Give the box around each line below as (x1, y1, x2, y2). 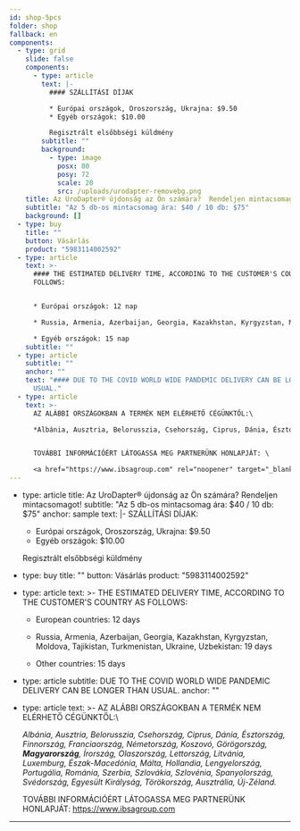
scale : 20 (56, 178, 94, 188)
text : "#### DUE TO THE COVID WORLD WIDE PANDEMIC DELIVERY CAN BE (25, 376, 281, 385)
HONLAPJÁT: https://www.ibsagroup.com (21, 803, 176, 814)
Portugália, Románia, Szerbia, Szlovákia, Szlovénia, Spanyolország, (21, 768, 274, 777)
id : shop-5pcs (9, 13, 62, 22)
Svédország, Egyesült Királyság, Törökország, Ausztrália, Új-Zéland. (21, 776, 277, 787)
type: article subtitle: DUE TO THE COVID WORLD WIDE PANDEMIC (21, 676, 271, 686)
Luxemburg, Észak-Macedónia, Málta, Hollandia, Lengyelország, (21, 758, 262, 768)
